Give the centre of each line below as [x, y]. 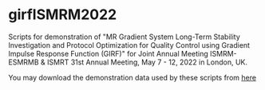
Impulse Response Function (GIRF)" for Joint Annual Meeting [109, 53]
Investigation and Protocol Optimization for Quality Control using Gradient [129, 45]
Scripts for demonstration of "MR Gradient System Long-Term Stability [125, 37]
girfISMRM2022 [63, 15]
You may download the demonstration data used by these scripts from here [132, 77]
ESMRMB [24, 62]
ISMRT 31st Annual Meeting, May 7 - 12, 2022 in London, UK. [147, 62]
